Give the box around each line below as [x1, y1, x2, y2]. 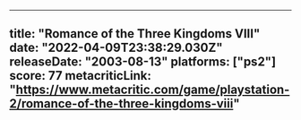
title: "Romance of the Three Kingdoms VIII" [9, 26, 261, 41]
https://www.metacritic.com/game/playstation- [15, 82, 290, 98]
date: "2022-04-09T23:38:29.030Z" [9, 40, 223, 56]
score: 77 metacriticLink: [9, 68, 152, 83]
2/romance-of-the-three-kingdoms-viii [9, 96, 234, 112]
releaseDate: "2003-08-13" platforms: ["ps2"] [9, 55, 276, 70]
